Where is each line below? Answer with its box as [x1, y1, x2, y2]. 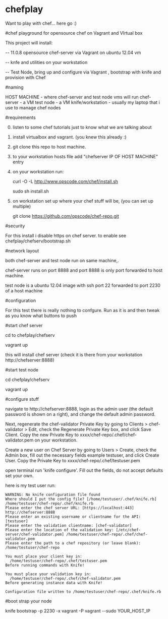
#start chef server [5, 322, 43, 328]
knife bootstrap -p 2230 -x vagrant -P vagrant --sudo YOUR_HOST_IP [5, 607, 150, 613]
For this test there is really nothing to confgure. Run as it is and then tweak [5, 307, 160, 313]
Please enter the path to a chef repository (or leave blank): [5, 540, 141, 545]
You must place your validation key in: [5, 571, 92, 577]
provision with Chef [5, 74, 46, 80]
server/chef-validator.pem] [5, 532, 65, 537]
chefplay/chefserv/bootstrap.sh [5, 238, 71, 244]
